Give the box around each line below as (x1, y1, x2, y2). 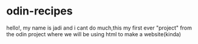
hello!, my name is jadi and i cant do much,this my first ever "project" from (6, 24, 193, 31)
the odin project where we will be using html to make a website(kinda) (6, 30, 181, 37)
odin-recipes (6, 4, 73, 18)
